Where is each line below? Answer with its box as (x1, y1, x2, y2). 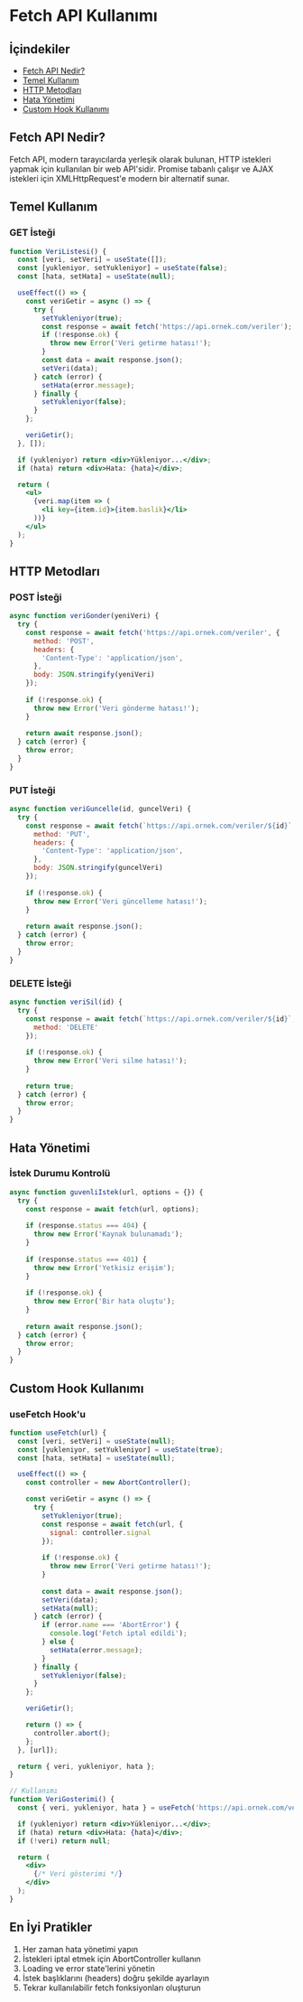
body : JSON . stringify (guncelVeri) (32, 864, 164, 873)
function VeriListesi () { (9, 247, 106, 256)
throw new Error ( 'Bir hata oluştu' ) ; (32, 1297, 176, 1306)
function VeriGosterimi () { (9, 1795, 115, 1804)
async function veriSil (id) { (9, 997, 124, 1007)
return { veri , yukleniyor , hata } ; (17, 1762, 155, 1771)
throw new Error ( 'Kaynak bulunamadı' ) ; (32, 1230, 183, 1239)
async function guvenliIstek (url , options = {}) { (9, 1187, 204, 1197)
